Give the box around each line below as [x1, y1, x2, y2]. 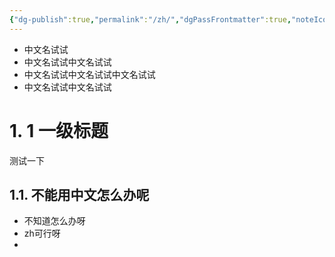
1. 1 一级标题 [9, 119, 109, 142]
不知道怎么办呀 [23, 215, 86, 227]
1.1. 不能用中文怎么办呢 [9, 186, 150, 203]
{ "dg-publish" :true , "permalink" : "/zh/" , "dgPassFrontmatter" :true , [9, 14, 292, 25]
